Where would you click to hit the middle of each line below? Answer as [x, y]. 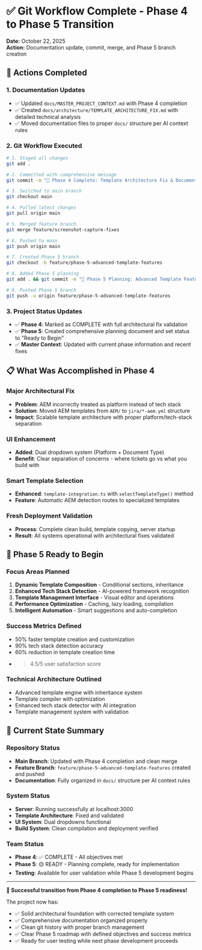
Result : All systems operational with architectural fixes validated [94, 535]
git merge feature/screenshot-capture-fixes [63, 230]
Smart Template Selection [45, 480]
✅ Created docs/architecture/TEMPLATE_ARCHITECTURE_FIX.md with [96, 110]
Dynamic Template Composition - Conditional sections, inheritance [99, 585]
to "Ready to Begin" [39, 338]
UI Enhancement [31, 439]
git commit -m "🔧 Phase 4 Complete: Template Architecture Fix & [90, 180]
